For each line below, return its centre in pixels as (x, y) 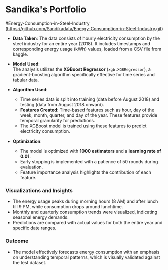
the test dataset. (29, 262)
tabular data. (26, 80)
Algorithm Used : (30, 89)
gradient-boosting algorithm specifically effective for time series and (83, 74)
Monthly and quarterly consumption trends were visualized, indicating (85, 212)
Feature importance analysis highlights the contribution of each (86, 172)
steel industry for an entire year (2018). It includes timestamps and (81, 43)
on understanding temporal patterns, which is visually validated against (86, 257)
